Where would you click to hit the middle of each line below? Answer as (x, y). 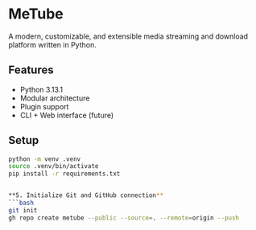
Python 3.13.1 (41, 89)
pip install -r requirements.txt (64, 174)
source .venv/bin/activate (54, 166)
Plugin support (44, 106)
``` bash (21, 203)
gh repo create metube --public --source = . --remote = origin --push (124, 218)
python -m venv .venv (45, 159)
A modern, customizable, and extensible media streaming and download (128, 36)
